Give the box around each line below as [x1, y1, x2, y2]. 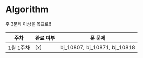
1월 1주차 [8, 44, 31, 51]
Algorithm [5, 4, 49, 15]
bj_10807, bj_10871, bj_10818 [60, 44, 136, 51]
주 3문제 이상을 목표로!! [5, 21, 52, 27]
